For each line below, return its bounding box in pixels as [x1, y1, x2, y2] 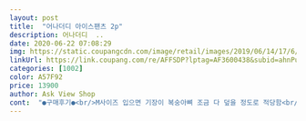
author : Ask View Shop [9, 89, 96, 98]
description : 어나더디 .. [9, 30, 105, 39]
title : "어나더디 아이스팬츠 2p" [9, 22, 123, 31]
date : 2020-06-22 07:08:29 [9, 38, 112, 48]
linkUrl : [9, 55, 43, 65]
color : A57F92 [9, 73, 64, 82]
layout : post [9, 13, 59, 23]
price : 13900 [9, 81, 59, 90]
